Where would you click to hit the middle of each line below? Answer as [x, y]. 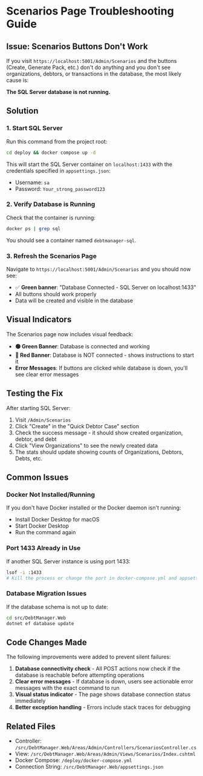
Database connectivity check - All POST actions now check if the [98, 669]
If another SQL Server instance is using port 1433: [69, 561]
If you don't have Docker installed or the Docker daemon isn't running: [94, 508]
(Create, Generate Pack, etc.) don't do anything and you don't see [89, 67]
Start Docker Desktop [42, 526]
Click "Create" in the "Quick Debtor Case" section [77, 426]
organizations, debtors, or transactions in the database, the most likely [94, 74]
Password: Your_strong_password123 [60, 188]
